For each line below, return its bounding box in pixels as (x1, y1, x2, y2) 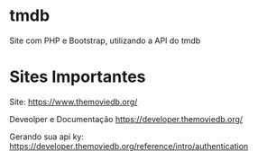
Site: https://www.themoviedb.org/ (9, 96, 138, 107)
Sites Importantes (9, 67, 146, 87)
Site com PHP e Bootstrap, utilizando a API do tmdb (9, 35, 201, 46)
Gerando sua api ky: (9, 131, 84, 142)
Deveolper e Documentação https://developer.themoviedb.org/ (9, 113, 244, 124)
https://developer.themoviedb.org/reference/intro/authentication (9, 140, 249, 151)
